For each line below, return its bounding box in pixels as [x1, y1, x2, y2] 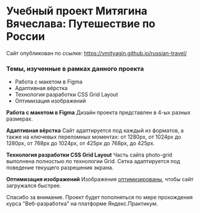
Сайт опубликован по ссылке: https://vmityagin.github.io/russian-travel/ [6, 49, 187, 56]
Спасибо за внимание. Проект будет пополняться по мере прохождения [6, 194, 193, 201]
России [6, 30, 45, 43]
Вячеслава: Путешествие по [6, 17, 156, 31]
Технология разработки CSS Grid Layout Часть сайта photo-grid [6, 151, 172, 158]
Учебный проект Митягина [6, 4, 148, 18]
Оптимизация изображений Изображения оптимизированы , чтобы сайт [6, 176, 193, 183]
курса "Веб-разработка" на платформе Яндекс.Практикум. [6, 200, 158, 208]
